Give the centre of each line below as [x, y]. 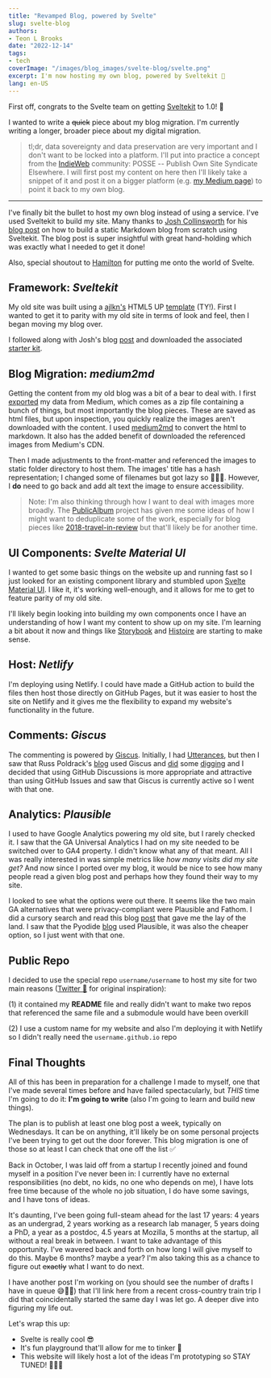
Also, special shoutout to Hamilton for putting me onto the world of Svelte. [131, 262]
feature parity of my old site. [56, 597]
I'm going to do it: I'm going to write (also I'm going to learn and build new [132, 1099]
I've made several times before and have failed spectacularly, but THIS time [134, 1090]
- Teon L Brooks [35, 38]
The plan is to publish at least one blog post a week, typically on [115, 1123]
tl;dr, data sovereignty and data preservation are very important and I [143, 146]
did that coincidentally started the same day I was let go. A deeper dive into [134, 1299]
